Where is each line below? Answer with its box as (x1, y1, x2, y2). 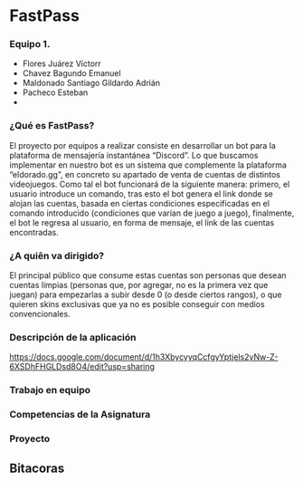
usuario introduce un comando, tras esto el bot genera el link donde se (9, 188, 273, 199)
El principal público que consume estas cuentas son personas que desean (9, 270, 287, 281)
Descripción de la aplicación (9, 332, 137, 343)
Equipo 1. (9, 38, 51, 51)
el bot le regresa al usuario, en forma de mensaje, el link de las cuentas (9, 217, 275, 227)
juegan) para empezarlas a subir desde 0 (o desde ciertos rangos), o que (9, 289, 282, 300)
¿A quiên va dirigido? (9, 249, 105, 262)
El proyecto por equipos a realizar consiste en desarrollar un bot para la (9, 140, 276, 150)
